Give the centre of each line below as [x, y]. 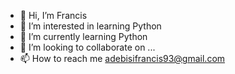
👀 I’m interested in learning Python [90, 26]
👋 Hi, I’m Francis [53, 15]
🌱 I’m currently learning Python [83, 36]
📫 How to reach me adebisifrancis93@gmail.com [122, 58]
